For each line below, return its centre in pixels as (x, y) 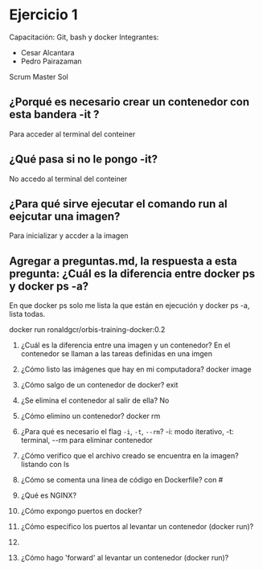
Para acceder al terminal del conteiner (72, 133)
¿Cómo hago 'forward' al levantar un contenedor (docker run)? (125, 558)
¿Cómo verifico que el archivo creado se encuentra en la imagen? (130, 456)
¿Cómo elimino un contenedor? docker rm (90, 416)
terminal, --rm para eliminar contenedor (87, 441)
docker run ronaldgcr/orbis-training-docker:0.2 (87, 330)
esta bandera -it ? (54, 115)
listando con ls (45, 465)
